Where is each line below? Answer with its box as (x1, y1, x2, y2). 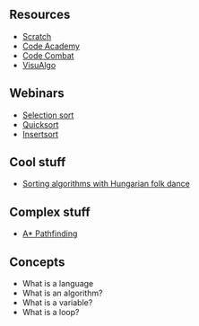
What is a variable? (22, 297, 93, 308)
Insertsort (22, 128, 59, 139)
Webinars (9, 85, 65, 101)
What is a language (22, 278, 94, 289)
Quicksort (22, 119, 59, 129)
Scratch (22, 31, 52, 41)
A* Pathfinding (22, 228, 78, 239)
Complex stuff (9, 204, 91, 219)
